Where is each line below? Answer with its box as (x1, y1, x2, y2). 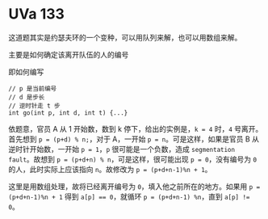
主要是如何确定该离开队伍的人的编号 (8, 49, 129, 59)
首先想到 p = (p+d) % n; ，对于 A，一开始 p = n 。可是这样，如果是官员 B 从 (8, 134, 260, 144)
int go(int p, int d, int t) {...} (8, 108, 128, 117)
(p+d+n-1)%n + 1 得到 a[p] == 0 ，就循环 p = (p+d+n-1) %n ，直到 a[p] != (8, 192, 250, 201)
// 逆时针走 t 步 (8, 102, 61, 110)
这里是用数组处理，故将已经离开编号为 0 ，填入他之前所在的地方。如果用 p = (8, 181, 261, 191)
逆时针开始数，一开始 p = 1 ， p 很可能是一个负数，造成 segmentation (8, 144, 236, 154)
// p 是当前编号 (8, 84, 57, 93)
